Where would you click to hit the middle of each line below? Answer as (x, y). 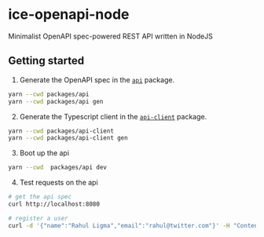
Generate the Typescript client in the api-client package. (113, 116)
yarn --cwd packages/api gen (56, 101)
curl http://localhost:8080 (54, 204)
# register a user (38, 218)
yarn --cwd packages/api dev (58, 168)
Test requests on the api (59, 183)
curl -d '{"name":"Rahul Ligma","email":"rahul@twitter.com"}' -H (119, 225)
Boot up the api (44, 153)
